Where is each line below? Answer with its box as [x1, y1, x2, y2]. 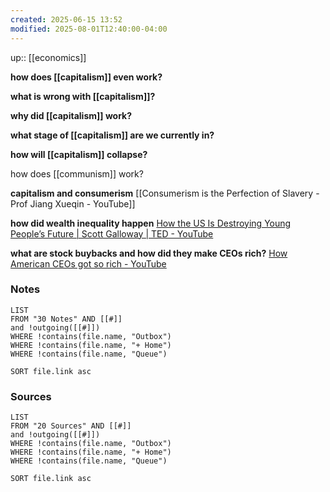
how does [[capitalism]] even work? [10, 71, 163, 83]
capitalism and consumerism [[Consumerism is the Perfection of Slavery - [10, 187, 320, 199]
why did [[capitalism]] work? [10, 109, 133, 121]
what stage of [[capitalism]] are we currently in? [10, 129, 215, 141]
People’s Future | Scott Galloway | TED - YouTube [10, 227, 214, 240]
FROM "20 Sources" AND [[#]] [10, 421, 132, 431]
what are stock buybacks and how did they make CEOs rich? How [10, 247, 288, 259]
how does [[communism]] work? [10, 167, 144, 180]
